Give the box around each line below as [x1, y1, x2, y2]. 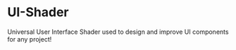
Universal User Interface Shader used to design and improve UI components [7, 27, 229, 36]
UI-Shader [7, 4, 69, 20]
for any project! [7, 35, 52, 43]
